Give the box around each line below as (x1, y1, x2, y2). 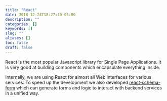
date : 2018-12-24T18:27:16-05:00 (5, 12, 76, 17)
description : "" (5, 17, 39, 22)
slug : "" (5, 31, 24, 36)
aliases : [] (5, 36, 30, 41)
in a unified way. (5, 90, 39, 96)
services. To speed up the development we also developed (5, 79, 129, 85)
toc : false (5, 40, 28, 45)
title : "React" (5, 7, 37, 13)
